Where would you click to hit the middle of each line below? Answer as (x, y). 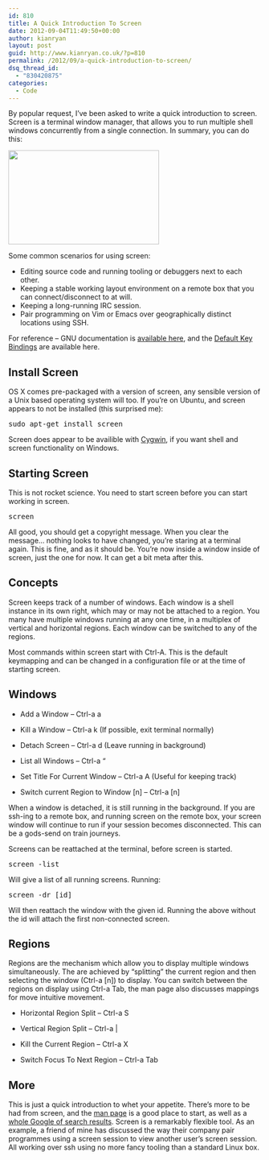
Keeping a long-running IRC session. (81, 306)
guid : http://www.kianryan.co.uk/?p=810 (77, 53)
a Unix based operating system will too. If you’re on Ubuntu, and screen (127, 400)
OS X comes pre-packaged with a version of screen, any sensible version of (134, 392)
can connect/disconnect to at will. (76, 297)
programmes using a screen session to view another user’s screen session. (133, 1139)
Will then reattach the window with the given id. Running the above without (132, 910)
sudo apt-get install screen (65, 424)
